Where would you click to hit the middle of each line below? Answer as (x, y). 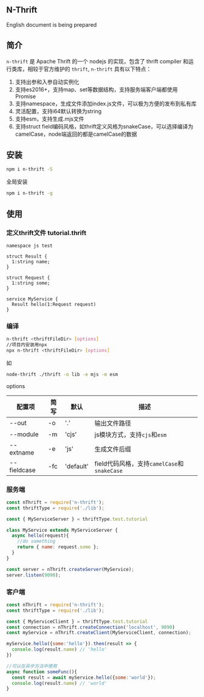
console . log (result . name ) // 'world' (59, 683)
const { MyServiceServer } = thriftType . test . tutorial (77, 519)
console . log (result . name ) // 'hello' (59, 649)
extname (22, 452)
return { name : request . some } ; (58, 547)
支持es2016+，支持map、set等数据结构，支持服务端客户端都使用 (96, 89)
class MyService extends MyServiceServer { (62, 530)
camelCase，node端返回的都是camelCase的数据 (76, 134)
